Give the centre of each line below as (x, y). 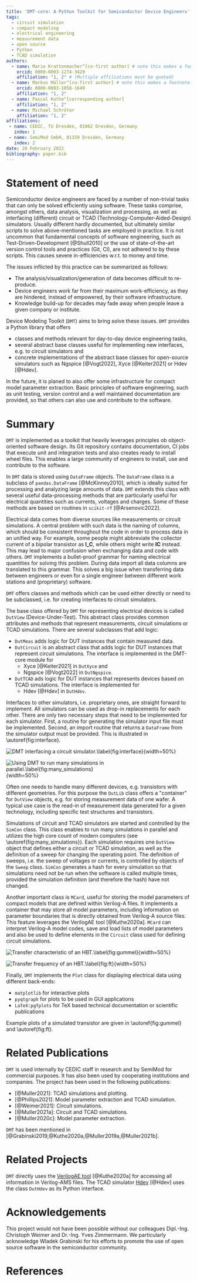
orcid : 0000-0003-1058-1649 (51, 88)
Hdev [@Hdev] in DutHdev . (55, 691)
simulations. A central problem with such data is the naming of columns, (93, 526)
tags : (13, 17)
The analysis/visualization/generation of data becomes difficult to (94, 278)
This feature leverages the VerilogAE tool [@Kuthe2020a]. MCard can (89, 922)
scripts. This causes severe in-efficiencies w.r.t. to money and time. (88, 255)
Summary (30, 424)
